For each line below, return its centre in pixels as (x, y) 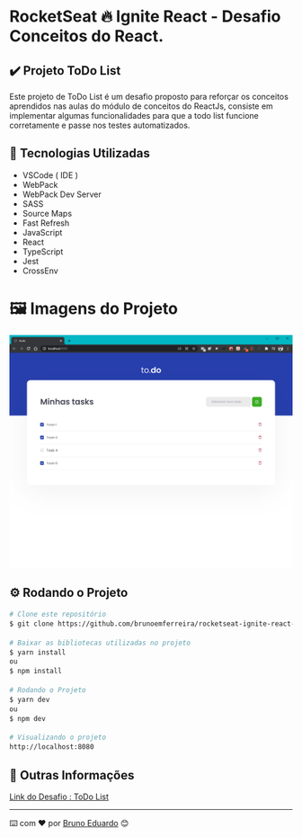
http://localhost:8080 (52, 747)
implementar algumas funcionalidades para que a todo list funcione (134, 116)
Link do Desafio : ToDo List (59, 797)
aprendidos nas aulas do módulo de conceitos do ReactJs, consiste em (142, 106)
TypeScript (43, 251)
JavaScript (42, 232)
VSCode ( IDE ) (50, 175)
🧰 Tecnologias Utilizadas (80, 153)
